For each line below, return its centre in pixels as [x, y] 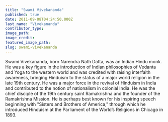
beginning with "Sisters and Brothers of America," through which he [75, 104]
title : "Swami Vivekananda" [35, 10]
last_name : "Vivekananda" [32, 24]
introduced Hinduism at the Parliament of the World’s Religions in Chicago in [84, 109]
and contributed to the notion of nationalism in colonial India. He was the [80, 88]
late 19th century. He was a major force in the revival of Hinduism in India [81, 83]
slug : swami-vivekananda [31, 47]
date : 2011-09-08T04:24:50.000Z [39, 19]
